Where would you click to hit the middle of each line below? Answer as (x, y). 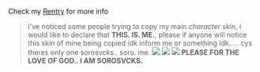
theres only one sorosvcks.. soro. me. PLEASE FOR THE (133, 52)
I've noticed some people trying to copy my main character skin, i (134, 26)
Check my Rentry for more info (58, 11)
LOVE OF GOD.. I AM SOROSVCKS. (85, 61)
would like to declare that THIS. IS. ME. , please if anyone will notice (137, 35)
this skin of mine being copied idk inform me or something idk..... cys (140, 43)
